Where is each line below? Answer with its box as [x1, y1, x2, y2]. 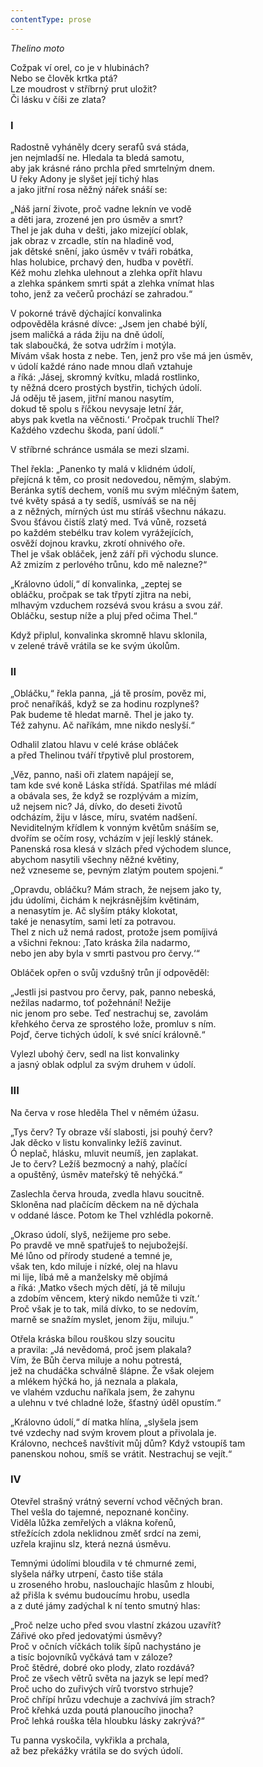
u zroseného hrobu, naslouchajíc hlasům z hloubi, [10, 1578, 215, 1590]
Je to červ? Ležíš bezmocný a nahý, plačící [10, 1157, 188, 1170]
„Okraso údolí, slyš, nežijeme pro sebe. [10, 1228, 172, 1240]
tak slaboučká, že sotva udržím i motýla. [10, 339, 177, 351]
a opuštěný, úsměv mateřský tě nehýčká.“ [10, 1168, 183, 1180]
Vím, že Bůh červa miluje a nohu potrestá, [10, 1354, 183, 1366]
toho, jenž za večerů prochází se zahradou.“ [10, 287, 193, 300]
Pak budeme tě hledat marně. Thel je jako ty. [10, 709, 195, 721]
